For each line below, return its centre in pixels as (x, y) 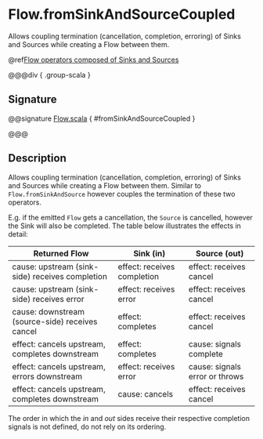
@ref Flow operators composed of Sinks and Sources (94, 60)
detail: (18, 234)
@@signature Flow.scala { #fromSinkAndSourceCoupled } (102, 118)
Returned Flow (61, 253)
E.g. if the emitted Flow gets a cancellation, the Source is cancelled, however (130, 217)
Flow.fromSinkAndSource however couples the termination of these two (122, 194)
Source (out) (220, 253)
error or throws (216, 376)
